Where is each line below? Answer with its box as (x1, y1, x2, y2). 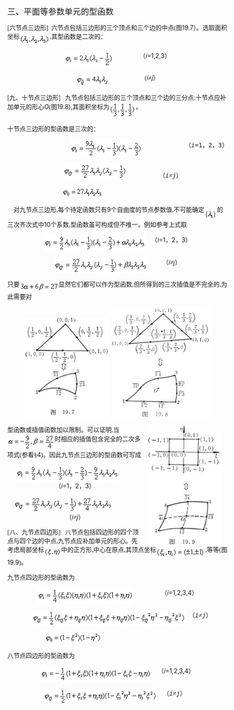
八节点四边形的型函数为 (7, 652, 75, 659)
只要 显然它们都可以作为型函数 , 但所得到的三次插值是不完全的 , (7, 281, 221, 289)
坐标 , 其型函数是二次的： (7, 33, 107, 40)
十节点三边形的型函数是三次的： (7, 125, 99, 133)
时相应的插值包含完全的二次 (55, 436, 135, 444)
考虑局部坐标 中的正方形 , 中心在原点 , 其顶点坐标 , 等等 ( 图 (7, 546, 228, 553)
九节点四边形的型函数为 (7, 574, 75, 581)
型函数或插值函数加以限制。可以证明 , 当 (7, 426, 120, 434)
